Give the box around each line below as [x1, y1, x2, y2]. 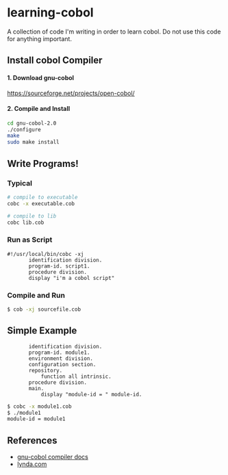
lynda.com [16, 460, 47, 468]
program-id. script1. [28, 262, 90, 270]
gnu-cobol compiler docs [16, 453, 89, 461]
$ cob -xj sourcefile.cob [7, 306, 81, 313]
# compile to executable [7, 194, 78, 201]
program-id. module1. [28, 349, 90, 356]
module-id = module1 [7, 415, 66, 422]
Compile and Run [7, 290, 65, 300]
